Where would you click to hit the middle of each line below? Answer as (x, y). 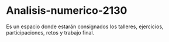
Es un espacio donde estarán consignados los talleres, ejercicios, (85, 26)
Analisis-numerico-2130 (67, 11)
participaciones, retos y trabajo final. (50, 32)
